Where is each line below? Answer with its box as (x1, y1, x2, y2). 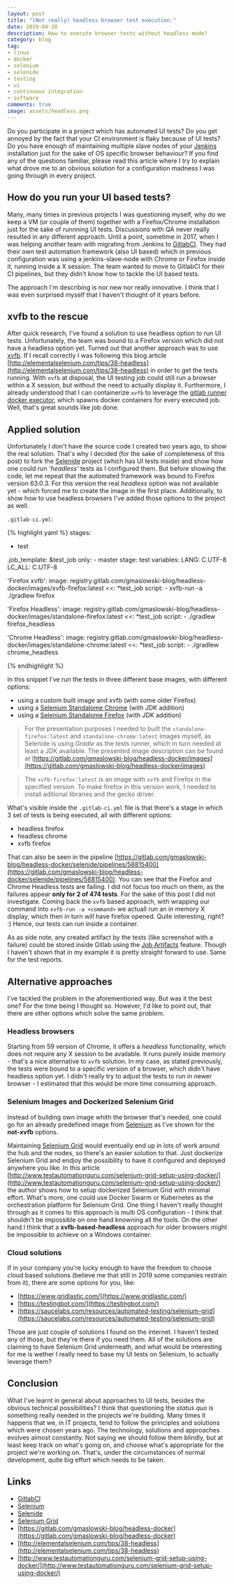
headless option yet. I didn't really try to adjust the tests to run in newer (7, 1072, 212, 1080)
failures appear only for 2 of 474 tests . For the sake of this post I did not (7, 890, 216, 898)
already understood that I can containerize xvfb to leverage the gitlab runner (7, 388, 227, 397)
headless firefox (17, 825, 64, 833)
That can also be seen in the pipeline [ (7, 853, 117, 861)
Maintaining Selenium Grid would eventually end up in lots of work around (7, 1141, 220, 1150)
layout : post (7, 10, 45, 17)
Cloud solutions (7, 1247, 62, 1257)
